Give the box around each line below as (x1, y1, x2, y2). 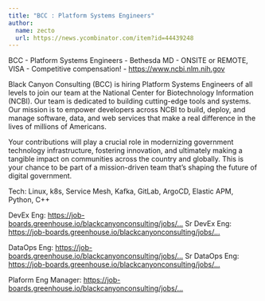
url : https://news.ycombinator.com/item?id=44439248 (15, 33, 194, 42)
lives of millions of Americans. (8, 122, 107, 131)
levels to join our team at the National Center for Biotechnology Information (8, 88, 255, 98)
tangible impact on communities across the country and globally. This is (8, 154, 244, 164)
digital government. (8, 171, 72, 181)
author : (8, 19, 34, 27)
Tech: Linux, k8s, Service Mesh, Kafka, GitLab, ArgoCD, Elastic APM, (8, 186, 234, 196)
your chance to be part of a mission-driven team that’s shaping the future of (8, 162, 257, 172)
